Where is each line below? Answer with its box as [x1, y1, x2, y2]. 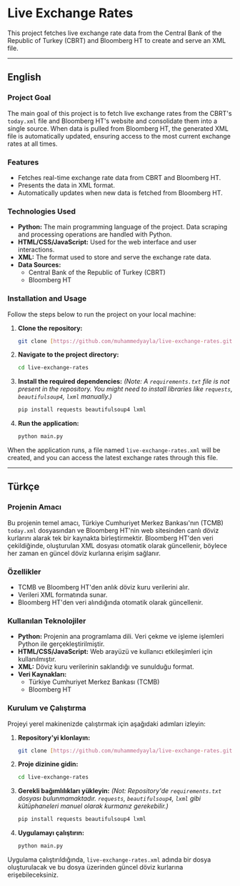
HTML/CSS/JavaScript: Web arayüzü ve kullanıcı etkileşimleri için [17, 647, 213, 656]
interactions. [17, 245, 55, 254]
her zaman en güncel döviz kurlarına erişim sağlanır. [7, 549, 161, 557]
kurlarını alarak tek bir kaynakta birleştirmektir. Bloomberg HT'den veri [7, 534, 214, 542]
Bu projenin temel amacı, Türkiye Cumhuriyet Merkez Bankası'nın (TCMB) [7, 518, 224, 527]
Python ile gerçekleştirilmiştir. [17, 639, 105, 648]
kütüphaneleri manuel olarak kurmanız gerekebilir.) [17, 802, 169, 810]
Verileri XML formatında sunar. [17, 591, 108, 599]
